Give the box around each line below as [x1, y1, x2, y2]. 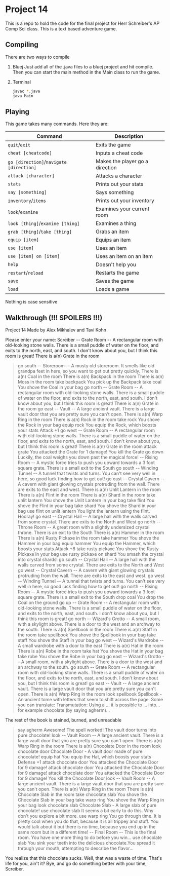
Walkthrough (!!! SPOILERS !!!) [5, 313, 103, 322]
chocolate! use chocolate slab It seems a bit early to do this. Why [17, 808, 154, 814]
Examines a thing [96, 220, 137, 227]
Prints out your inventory [96, 197, 154, 204]
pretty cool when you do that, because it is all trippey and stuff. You [17, 818, 159, 824]
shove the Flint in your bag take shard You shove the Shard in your [17, 503, 156, 509]
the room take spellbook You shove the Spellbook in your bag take [17, 632, 156, 638]
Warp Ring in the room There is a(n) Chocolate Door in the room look [17, 743, 161, 749]
